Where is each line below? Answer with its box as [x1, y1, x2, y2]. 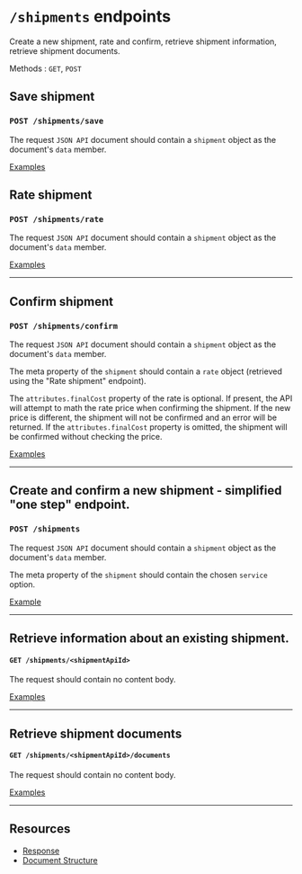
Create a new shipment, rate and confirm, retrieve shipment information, [9, 36, 277, 47]
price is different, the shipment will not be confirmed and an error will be [9, 412, 277, 423]
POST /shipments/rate [9, 214, 104, 224]
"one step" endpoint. [9, 497, 130, 513]
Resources [9, 821, 71, 837]
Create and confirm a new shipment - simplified [9, 483, 282, 498]
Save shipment [9, 89, 95, 104]
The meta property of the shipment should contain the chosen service [9, 569, 268, 580]
